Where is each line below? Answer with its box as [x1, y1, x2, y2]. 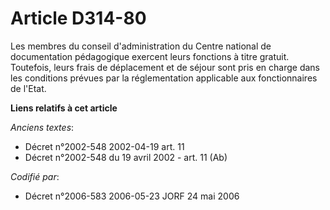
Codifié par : [10, 170, 60, 182]
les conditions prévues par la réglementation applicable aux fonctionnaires [10, 72, 318, 84]
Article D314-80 [10, 7, 147, 30]
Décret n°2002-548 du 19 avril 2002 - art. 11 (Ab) [24, 151, 228, 163]
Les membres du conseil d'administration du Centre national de [10, 40, 272, 52]
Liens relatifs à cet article [10, 102, 118, 114]
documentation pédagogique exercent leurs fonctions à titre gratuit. [10, 50, 290, 62]
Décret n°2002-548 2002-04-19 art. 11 [24, 140, 185, 152]
